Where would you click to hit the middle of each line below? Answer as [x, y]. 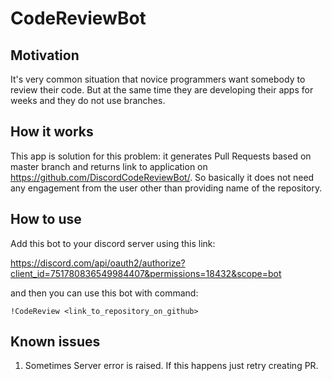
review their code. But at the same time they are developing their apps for [162, 90]
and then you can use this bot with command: [104, 293]
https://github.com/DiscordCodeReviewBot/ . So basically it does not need [162, 177]
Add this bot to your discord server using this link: [113, 243]
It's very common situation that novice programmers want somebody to [158, 79]
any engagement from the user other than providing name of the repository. [166, 188]
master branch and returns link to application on [109, 166]
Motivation [45, 55]
